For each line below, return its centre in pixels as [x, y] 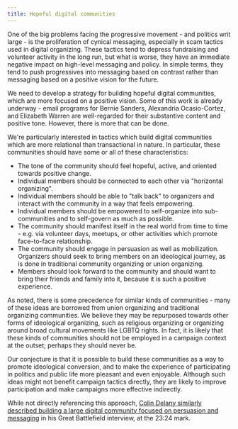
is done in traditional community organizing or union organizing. [110, 264]
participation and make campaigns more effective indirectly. [95, 389]
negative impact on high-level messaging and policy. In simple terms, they [115, 64]
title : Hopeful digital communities [61, 14]
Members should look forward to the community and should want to [117, 271]
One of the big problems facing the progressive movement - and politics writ [119, 34]
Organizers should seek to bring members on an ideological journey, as [121, 256]
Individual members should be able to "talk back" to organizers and [116, 196]
